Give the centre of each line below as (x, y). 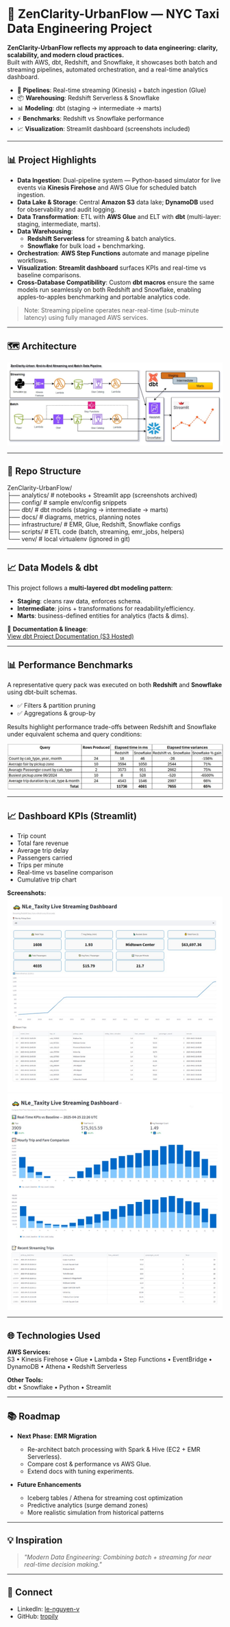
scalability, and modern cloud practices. (66, 55)
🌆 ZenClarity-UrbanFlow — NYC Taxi (113, 14)
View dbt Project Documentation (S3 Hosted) (71, 636)
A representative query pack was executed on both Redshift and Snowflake (115, 685)
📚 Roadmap (34, 1416)
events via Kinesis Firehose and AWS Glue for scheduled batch (107, 187)
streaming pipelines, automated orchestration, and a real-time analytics (108, 69)
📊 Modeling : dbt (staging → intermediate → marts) (89, 108)
